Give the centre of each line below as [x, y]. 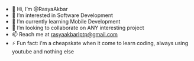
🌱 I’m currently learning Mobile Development [66, 21]
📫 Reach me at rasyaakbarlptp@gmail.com [65, 34]
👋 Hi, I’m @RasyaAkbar [40, 9]
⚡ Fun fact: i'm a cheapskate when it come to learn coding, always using [100, 43]
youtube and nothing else [43, 52]
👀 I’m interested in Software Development [62, 15]
